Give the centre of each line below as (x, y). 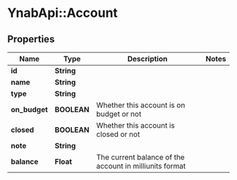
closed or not (118, 134)
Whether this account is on (141, 105)
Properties (31, 39)
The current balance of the (140, 157)
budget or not (119, 114)
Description (147, 59)
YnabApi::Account (63, 13)
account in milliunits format (141, 166)
